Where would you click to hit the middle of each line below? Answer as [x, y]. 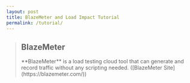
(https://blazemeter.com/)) [54, 74]
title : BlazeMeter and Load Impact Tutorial [63, 17]
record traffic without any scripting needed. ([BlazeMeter [91, 68]
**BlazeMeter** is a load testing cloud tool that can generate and [103, 62]
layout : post [23, 12]
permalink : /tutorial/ [35, 23]
